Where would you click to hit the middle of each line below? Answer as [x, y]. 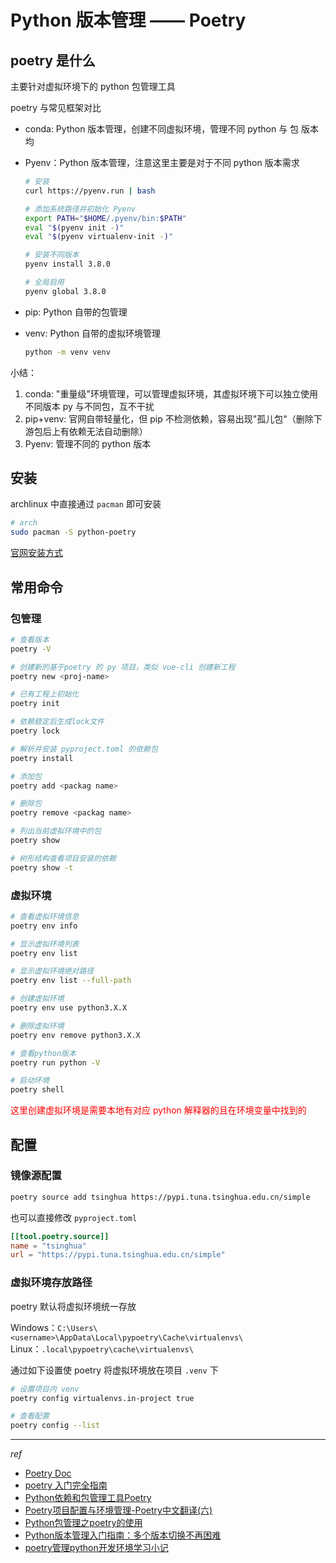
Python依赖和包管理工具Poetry [88, 1498]
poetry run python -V [55, 1062]
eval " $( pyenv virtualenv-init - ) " [99, 237]
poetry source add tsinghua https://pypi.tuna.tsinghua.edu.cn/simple [160, 1197]
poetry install [42, 758]
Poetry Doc [48, 1473]
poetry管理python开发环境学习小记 [96, 1548]
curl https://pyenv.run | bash [90, 191]
